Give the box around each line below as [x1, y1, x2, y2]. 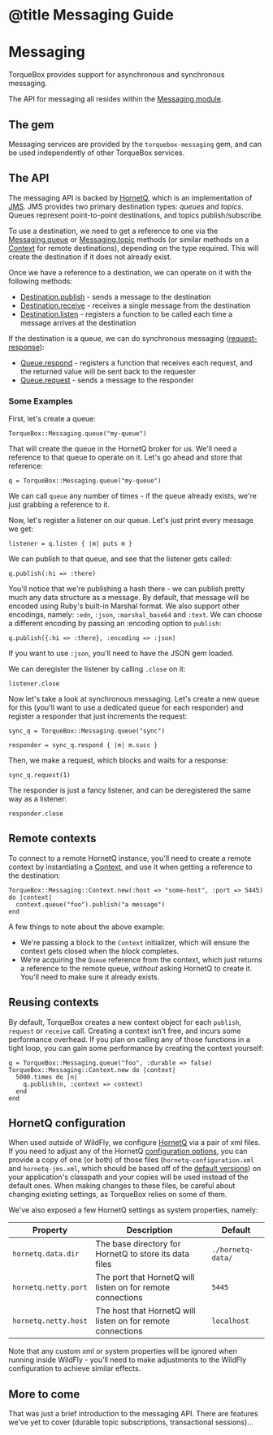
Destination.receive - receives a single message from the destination [19, 300, 251, 310]
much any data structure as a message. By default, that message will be [8, 593, 249, 603]
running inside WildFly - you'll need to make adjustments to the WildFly [8, 1355, 247, 1365]
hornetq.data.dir [12, 1249, 80, 1259]
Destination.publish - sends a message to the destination [19, 292, 211, 301]
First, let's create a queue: [8, 414, 96, 424]
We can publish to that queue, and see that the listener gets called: [8, 554, 232, 564]
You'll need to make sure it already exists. [19, 972, 160, 982]
